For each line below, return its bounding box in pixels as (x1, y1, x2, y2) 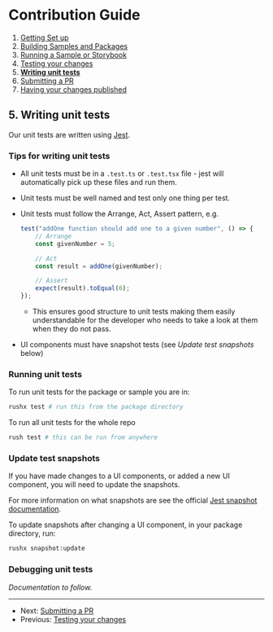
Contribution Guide (8, 6, 141, 24)
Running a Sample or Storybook (19, 50, 128, 59)
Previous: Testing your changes (19, 614, 127, 624)
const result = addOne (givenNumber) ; (35, 262, 163, 270)
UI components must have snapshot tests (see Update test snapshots (19, 340, 254, 349)
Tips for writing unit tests (8, 150, 110, 161)
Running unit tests (8, 368, 83, 380)
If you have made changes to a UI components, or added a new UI (8, 471, 230, 481)
